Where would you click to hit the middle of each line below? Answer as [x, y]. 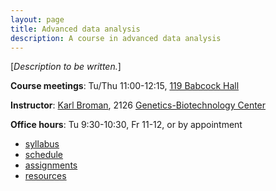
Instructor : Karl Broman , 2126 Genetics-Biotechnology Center [138, 105]
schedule [44, 155]
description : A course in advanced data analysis [116, 38]
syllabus [42, 144]
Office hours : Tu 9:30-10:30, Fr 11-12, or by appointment [126, 125]
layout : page [37, 19]
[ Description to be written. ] [66, 67]
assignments [51, 165]
